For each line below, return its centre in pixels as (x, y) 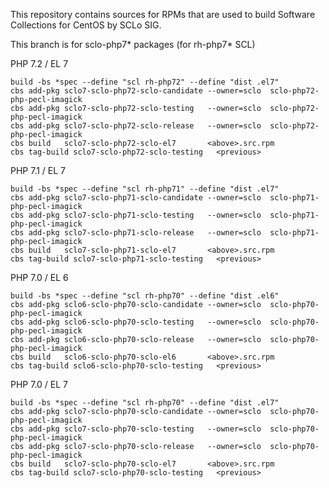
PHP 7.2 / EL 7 (39, 63)
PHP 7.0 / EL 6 (39, 277)
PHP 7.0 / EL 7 (39, 384)
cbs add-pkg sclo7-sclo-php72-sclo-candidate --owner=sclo (136, 91)
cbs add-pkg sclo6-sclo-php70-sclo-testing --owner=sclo (136, 322)
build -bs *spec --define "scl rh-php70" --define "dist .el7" (145, 403)
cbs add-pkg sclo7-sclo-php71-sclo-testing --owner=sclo (136, 215)
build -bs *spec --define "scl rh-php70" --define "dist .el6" (145, 296)
